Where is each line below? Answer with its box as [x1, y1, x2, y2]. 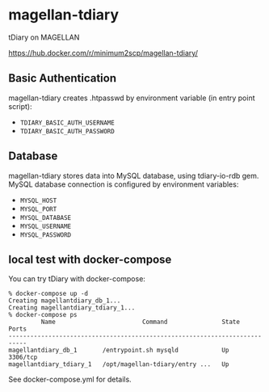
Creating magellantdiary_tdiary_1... [8, 304, 136, 312]
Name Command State [40, 318, 241, 327]
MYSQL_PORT [19, 204, 57, 213]
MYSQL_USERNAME [19, 222, 72, 230]
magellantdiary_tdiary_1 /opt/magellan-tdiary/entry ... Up [8, 360, 229, 369]
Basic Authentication [8, 71, 117, 86]
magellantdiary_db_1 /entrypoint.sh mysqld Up [8, 346, 229, 355]
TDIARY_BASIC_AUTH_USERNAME [19, 119, 115, 127]
